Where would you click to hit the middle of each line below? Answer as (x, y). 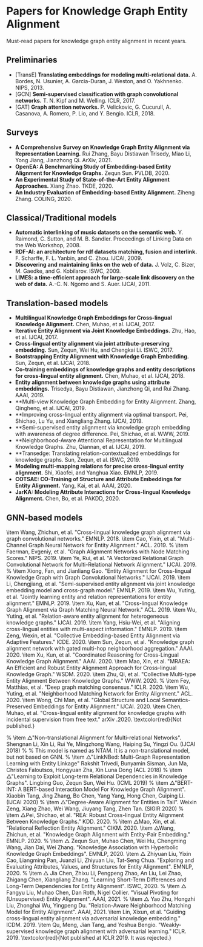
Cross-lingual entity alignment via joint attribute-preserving (92, 344)
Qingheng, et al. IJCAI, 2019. (51, 408)
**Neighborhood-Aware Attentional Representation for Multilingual (99, 440)
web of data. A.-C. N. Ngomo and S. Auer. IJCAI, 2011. (83, 284)
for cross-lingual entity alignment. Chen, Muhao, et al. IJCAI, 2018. (100, 376)
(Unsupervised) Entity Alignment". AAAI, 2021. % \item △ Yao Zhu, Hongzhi (101, 899)
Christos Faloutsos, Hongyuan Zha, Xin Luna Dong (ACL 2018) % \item (94, 770)
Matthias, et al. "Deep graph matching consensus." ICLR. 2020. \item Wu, (98, 687)
